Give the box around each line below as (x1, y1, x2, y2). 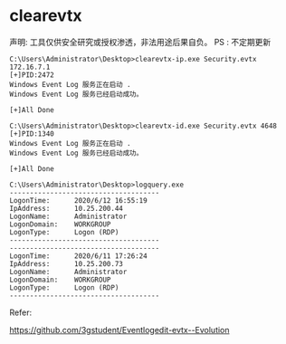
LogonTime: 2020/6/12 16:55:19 (9, 196, 148, 205)
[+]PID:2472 (9, 70, 54, 80)
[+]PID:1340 (9, 129, 54, 139)
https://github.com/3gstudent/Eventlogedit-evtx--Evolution (9, 324, 230, 335)
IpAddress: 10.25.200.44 (9, 204, 124, 213)
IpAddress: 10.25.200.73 (9, 259, 124, 268)
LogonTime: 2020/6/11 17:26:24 (9, 251, 148, 261)
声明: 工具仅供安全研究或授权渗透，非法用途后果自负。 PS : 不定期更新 (9, 36, 272, 47)
